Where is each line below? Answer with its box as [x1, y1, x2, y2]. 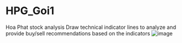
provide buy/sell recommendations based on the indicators [5, 29, 150, 37]
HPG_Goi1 [5, 4, 55, 18]
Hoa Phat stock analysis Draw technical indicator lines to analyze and [5, 24, 177, 31]
